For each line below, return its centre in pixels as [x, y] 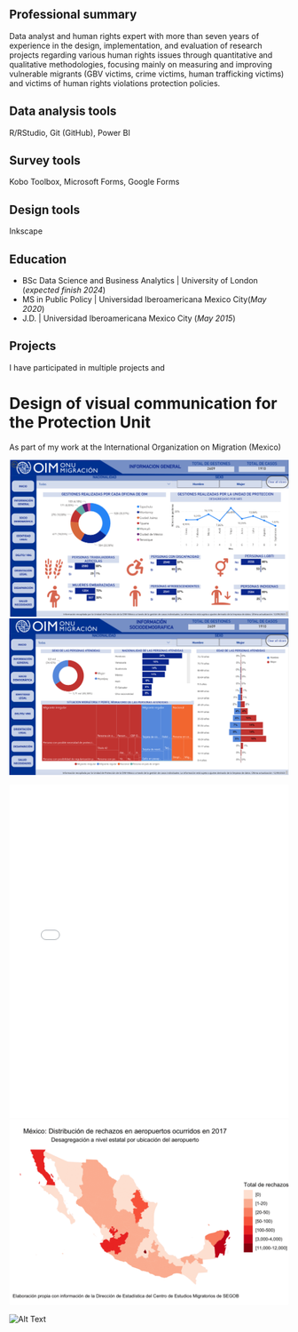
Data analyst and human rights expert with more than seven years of [134, 36]
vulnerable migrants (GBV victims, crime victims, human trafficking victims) [147, 74]
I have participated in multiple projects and [87, 367]
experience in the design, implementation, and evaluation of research [136, 45]
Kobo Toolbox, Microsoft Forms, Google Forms [94, 182]
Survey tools [45, 160]
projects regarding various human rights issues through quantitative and [141, 55]
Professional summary [73, 15]
